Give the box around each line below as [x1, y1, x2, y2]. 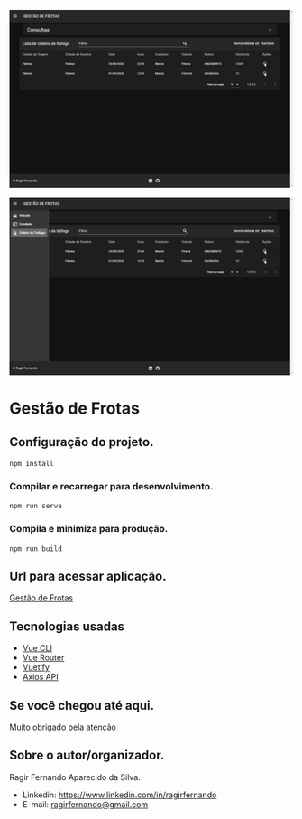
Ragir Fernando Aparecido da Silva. [9, 771, 142, 782]
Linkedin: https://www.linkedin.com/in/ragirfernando [22, 789, 217, 800]
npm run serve [9, 502, 63, 511]
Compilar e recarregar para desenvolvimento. [9, 479, 214, 492]
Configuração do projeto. [9, 434, 154, 450]
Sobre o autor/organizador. [9, 748, 165, 763]
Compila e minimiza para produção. [9, 523, 169, 535]
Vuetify [22, 662, 50, 673]
